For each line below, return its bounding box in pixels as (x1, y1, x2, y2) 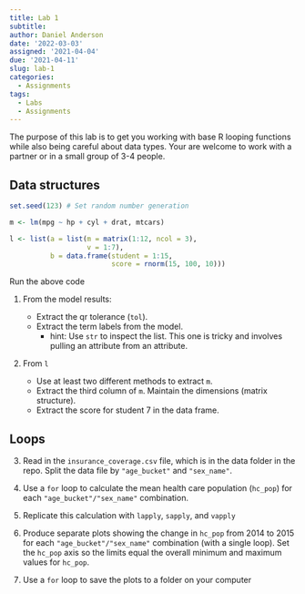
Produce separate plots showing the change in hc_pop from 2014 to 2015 (22, 527, 295, 538)
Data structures (9, 177, 100, 192)
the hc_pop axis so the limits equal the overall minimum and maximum (22, 548, 282, 558)
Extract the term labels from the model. (36, 321, 184, 333)
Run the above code (9, 276, 85, 287)
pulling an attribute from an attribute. (49, 341, 188, 352)
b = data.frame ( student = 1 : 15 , (49, 251, 173, 261)
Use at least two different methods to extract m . (36, 375, 213, 387)
